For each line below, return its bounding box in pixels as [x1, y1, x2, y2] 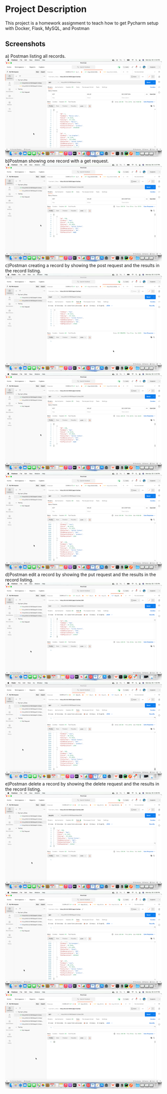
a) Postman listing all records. [5, 53, 66, 59]
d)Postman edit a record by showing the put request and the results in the [5, 571, 157, 577]
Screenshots [5, 40, 46, 48]
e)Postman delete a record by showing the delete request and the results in [5, 781, 160, 787]
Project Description [5, 3, 87, 15]
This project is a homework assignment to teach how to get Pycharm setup [5, 20, 159, 26]
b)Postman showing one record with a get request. [5, 158, 109, 164]
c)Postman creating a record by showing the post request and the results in [5, 263, 160, 269]
